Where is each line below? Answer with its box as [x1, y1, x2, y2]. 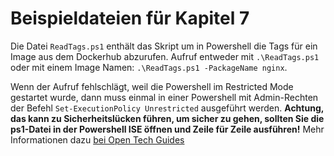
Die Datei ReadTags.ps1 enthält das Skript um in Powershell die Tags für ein [10, 40, 318, 52]
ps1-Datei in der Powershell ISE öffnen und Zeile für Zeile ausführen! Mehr [10, 123, 325, 135]
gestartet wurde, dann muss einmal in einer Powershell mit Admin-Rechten [10, 91, 319, 103]
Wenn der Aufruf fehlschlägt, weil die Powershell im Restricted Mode [10, 80, 294, 92]
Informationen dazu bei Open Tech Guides [10, 133, 185, 146]
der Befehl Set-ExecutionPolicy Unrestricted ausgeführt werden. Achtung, [10, 102, 324, 114]
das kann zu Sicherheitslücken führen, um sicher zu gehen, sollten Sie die [10, 112, 325, 124]
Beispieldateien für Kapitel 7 [10, 7, 250, 30]
